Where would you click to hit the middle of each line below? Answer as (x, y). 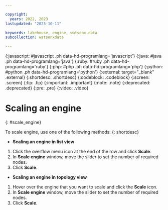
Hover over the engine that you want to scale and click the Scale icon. (85, 187)
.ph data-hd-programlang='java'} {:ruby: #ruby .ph (57, 61)
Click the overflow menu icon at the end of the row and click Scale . (82, 152)
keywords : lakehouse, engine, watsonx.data (51, 33)
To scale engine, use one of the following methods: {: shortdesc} (72, 132)
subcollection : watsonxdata (35, 37)
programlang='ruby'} (27, 67)
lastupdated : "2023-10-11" (33, 24)
